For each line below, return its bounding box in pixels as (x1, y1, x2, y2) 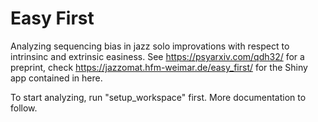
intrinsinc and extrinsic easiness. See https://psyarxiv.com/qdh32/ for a (10, 50, 305, 62)
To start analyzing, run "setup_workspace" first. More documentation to (10, 91, 307, 103)
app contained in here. (10, 72, 103, 84)
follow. (10, 102, 38, 114)
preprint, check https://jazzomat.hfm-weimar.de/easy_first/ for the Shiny (10, 61, 308, 73)
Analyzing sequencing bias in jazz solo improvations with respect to (10, 40, 290, 52)
